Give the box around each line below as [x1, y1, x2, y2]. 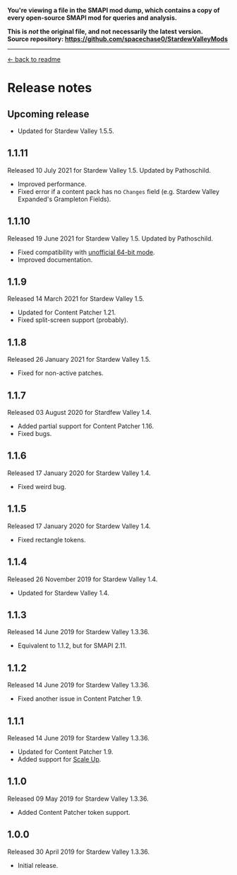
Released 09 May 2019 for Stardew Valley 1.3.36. [7, 794, 150, 803]
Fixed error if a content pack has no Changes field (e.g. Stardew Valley [17, 187, 220, 195]
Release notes [7, 80, 92, 96]
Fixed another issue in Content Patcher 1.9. [17, 694, 142, 703]
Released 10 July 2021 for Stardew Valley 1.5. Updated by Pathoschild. [7, 166, 212, 174]
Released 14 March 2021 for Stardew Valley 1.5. [7, 294, 145, 303]
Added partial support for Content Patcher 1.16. [17, 422, 154, 430]
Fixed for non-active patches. [17, 369, 104, 377]
